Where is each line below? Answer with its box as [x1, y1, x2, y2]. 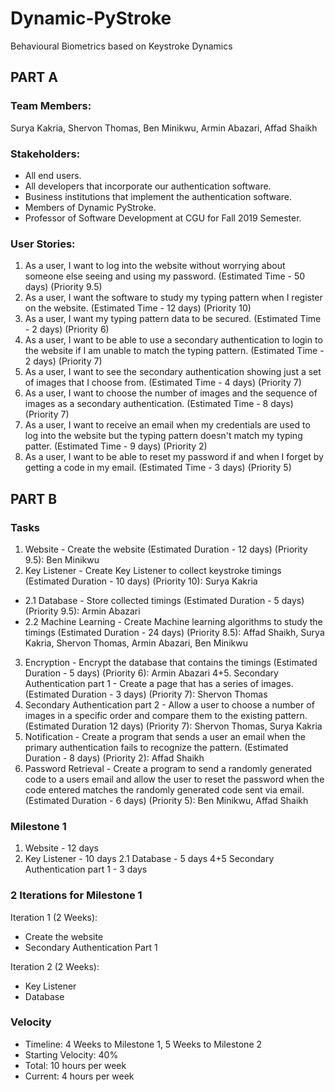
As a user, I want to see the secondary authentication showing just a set [24, 366, 322, 378]
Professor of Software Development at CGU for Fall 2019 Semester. [24, 212, 302, 224]
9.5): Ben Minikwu [24, 553, 100, 566]
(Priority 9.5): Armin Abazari [24, 605, 141, 617]
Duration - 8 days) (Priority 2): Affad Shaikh [24, 752, 205, 764]
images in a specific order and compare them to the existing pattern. [24, 709, 308, 721]
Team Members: [10, 99, 92, 113]
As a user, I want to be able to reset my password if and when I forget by [24, 451, 324, 463]
